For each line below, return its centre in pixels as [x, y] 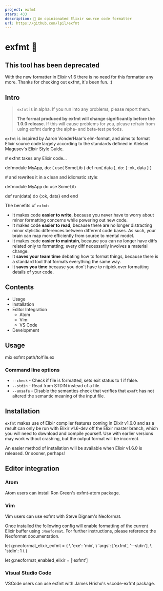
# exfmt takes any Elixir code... [36, 158]
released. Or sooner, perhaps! [35, 453]
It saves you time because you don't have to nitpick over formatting [80, 267]
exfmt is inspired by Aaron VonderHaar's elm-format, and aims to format [78, 138]
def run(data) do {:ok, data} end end [41, 196]
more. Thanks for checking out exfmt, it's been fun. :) [59, 82]
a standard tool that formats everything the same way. [66, 262]
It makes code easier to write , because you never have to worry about [83, 215]
